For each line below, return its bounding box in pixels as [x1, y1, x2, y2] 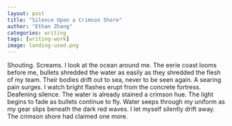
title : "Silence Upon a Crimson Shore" [7, 17, 123, 23]
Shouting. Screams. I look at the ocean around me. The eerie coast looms [7, 61, 217, 69]
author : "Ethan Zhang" [7, 23, 73, 30]
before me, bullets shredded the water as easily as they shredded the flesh [7, 68, 221, 76]
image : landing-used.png [7, 42, 79, 49]
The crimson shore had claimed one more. [7, 112, 128, 120]
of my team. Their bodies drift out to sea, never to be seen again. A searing [7, 76, 222, 83]
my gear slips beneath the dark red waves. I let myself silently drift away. [7, 105, 215, 113]
